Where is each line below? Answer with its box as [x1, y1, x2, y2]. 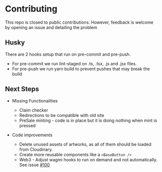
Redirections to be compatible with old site [19, 112, 104, 118]
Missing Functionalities [12, 98, 58, 103]
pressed [19, 122, 36, 129]
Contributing [5, 3, 58, 14]
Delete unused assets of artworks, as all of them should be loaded [19, 141, 151, 147]
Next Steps [5, 85, 39, 93]
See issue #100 [19, 162, 50, 168]
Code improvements [12, 132, 53, 138]
